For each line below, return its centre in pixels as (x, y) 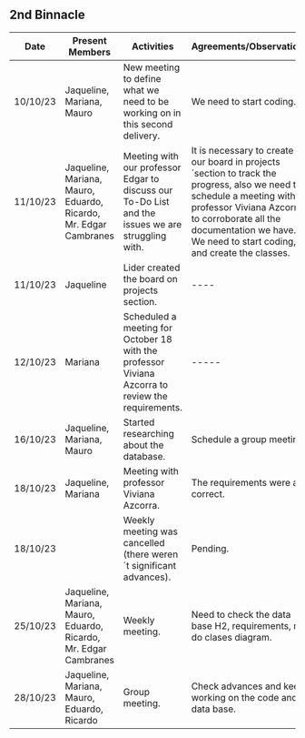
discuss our (148, 190)
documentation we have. (244, 229)
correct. (208, 493)
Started (139, 422)
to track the (252, 173)
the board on (151, 278)
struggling (145, 236)
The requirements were (241, 482)
